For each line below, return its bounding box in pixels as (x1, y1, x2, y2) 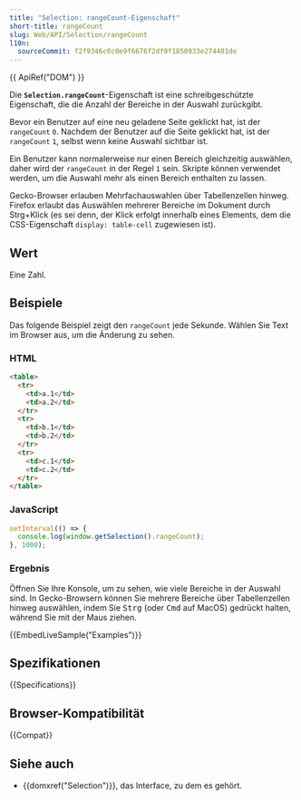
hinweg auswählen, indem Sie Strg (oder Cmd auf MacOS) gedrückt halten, (9, 602, 292, 612)
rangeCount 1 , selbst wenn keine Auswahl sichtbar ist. (9, 136, 209, 147)
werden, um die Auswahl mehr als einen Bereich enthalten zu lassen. (9, 173, 267, 184)
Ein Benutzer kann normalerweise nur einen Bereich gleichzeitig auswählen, (9, 153, 293, 164)
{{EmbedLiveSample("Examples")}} (9, 629, 142, 640)
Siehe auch (9, 756, 74, 771)
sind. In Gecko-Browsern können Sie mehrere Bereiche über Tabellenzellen (9, 593, 290, 603)
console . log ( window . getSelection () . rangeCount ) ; (17, 532, 205, 542)
